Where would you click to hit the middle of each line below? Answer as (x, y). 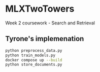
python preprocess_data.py (34, 50)
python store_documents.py (34, 65)
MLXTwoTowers (40, 9)
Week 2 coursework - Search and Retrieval (50, 23)
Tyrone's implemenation (45, 39)
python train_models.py (30, 55)
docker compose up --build (34, 60)
